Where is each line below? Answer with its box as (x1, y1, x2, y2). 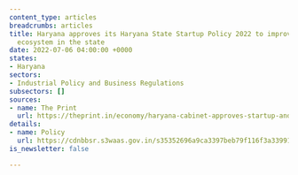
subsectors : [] (9, 87, 66, 95)
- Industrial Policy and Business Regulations (9, 79, 184, 87)
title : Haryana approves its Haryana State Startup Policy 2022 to (9, 29, 264, 38)
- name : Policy (9, 128, 66, 137)
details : (9, 120, 42, 129)
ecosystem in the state (17, 37, 105, 47)
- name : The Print (9, 103, 77, 112)
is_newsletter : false (9, 144, 90, 153)
